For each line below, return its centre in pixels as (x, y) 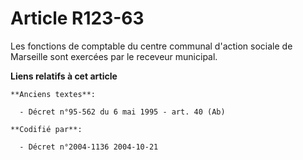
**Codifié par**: (46, 129)
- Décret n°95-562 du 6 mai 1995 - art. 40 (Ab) (122, 112)
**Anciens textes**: (53, 94)
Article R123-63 (77, 18)
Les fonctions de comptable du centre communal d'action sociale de (151, 46)
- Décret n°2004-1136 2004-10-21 (89, 147)
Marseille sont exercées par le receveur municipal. (114, 56)
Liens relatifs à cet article (64, 76)
